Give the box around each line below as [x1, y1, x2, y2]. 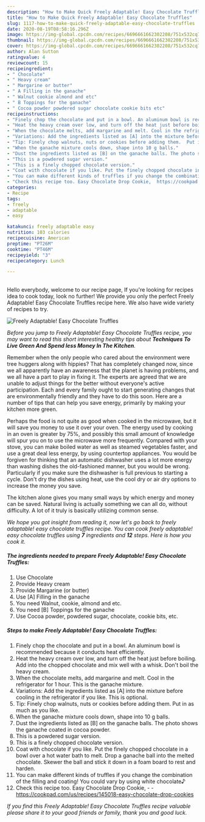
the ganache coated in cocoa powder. [15, 726, 111, 734]
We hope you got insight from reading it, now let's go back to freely [7, 519, 176, 526]
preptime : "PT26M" [7, 241, 54, 247]
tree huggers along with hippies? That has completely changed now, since [7, 360, 193, 368]
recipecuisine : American [7, 235, 70, 241]
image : [7, 32, 24, 38]
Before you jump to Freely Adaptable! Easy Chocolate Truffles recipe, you [7, 329, 192, 337]
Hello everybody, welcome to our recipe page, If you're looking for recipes [7, 286, 193, 293]
